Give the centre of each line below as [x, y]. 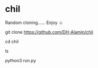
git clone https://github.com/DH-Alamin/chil [49, 32]
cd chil [12, 41]
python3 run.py [21, 60]
